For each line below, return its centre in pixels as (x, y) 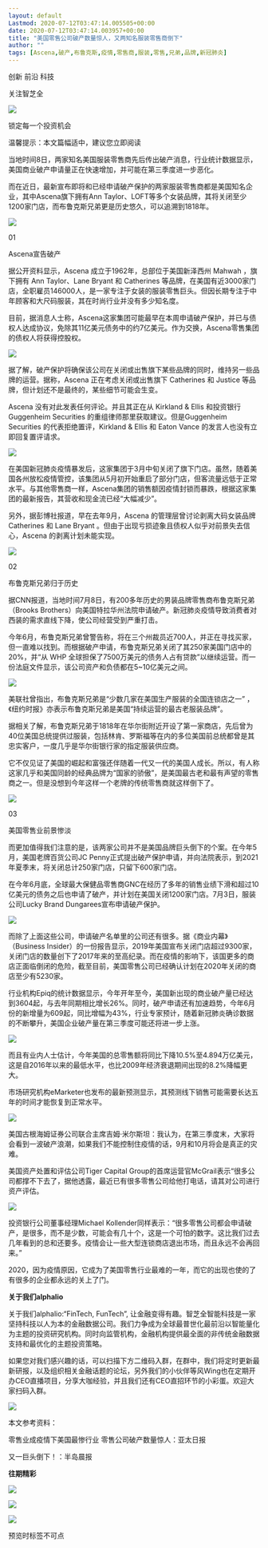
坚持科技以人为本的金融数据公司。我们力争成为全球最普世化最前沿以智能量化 (134, 1324)
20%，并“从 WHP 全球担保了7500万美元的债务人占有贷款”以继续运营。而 (129, 657)
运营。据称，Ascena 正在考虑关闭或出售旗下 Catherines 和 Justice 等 (136, 380)
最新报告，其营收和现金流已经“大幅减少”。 (92, 499)
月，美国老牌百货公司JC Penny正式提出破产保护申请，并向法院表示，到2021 (133, 857)
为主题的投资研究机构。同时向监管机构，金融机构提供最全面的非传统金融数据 (134, 1334)
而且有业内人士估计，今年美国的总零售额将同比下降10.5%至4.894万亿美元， (133, 1055)
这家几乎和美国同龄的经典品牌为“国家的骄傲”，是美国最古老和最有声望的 (127, 773)
